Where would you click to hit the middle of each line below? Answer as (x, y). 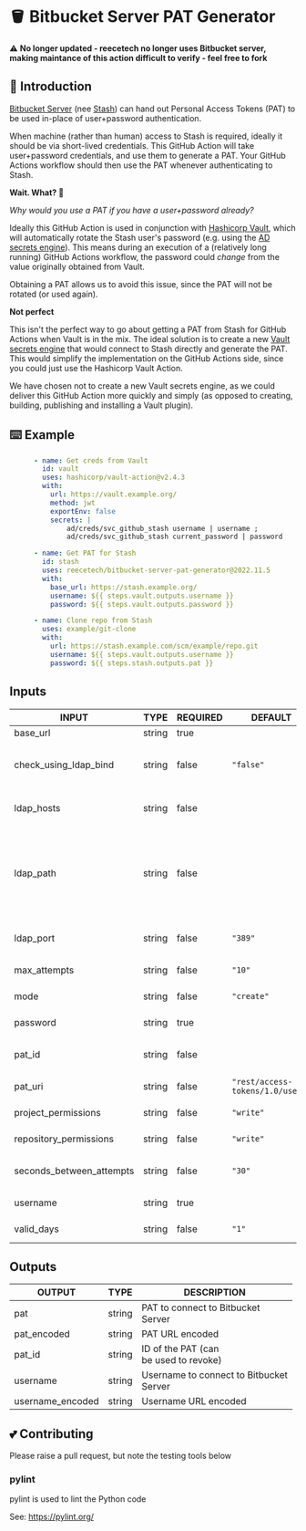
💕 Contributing (51, 1434)
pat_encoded (42, 1334)
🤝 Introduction (51, 87)
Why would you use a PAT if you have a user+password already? (132, 210)
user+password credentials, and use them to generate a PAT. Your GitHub (148, 155)
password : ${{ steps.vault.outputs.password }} (142, 604)
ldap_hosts (37, 807)
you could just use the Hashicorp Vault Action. (97, 368)
